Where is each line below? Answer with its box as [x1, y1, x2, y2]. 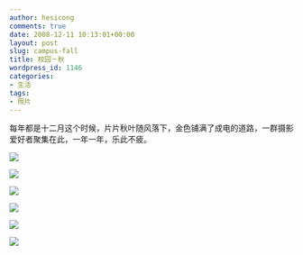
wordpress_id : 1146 [9, 64, 83, 73]
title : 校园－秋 [9, 55, 65, 64]
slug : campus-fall [9, 47, 78, 56]
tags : [9, 88, 30, 97]
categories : [9, 72, 54, 81]
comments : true [9, 22, 67, 31]
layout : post [9, 38, 59, 48]
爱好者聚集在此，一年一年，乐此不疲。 [9, 134, 151, 145]
